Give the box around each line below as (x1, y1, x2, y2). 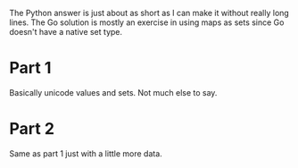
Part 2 (9, 119, 55, 139)
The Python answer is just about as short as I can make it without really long (9, 8, 290, 18)
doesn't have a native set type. (9, 27, 123, 37)
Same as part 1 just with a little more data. (9, 147, 162, 159)
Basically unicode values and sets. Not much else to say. (9, 87, 218, 97)
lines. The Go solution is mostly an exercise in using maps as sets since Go (9, 17, 285, 28)
